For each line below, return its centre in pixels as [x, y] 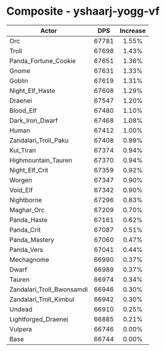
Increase [133, 31]
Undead [21, 309]
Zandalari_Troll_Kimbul [42, 299]
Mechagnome [29, 259]
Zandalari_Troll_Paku [39, 140]
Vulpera [21, 329]
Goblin [19, 81]
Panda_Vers [26, 249]
